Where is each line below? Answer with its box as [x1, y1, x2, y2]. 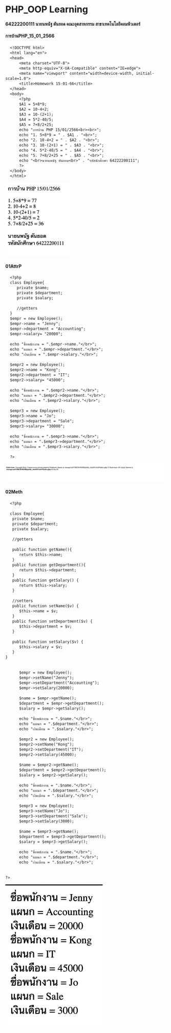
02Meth [5, 489, 23, 495]
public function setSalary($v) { [12, 639, 83, 644]
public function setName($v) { [12, 603, 79, 609]
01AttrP [5, 263, 22, 269]
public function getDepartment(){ [12, 562, 86, 568]
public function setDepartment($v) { [12, 619, 93, 624]
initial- [136, 71, 155, 76]
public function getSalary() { [12, 578, 79, 583]
